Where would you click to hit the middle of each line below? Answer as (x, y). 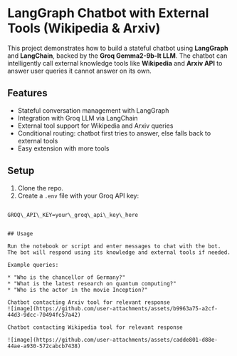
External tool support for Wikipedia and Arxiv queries (95, 126)
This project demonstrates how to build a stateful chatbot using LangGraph (118, 48)
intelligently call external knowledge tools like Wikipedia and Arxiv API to (115, 63)
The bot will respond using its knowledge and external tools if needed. (119, 252)
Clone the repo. (41, 188)
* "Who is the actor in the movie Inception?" (78, 290)
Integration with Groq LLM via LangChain (78, 118)
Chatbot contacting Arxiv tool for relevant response (89, 302)
